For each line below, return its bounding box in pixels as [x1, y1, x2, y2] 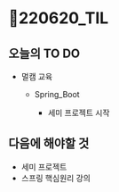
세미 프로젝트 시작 [47, 107, 110, 118]
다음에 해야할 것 [8, 136, 90, 151]
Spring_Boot [34, 89, 81, 99]
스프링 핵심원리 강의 [20, 172, 91, 183]
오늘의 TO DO [8, 46, 81, 61]
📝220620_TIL [8, 8, 109, 29]
